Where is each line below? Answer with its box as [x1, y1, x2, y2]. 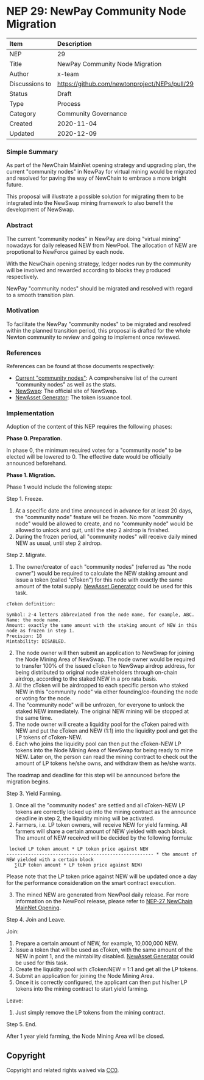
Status [9, 89, 28, 98]
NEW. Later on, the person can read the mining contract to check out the [15, 753, 198, 761]
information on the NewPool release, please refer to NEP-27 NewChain [15, 898, 193, 905]
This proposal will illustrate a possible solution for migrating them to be [6, 193, 184, 200]
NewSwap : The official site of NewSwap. [15, 387, 118, 395]
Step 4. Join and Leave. [6, 916, 66, 923]
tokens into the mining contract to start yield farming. [15, 985, 149, 993]
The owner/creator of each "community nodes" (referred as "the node [15, 563, 192, 571]
